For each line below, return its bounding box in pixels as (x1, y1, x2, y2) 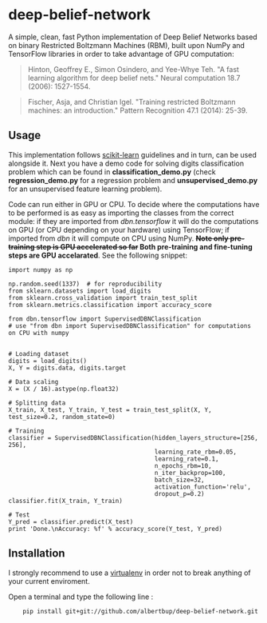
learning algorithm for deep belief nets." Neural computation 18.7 (27, 73, 241, 82)
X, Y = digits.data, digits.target (8, 364, 127, 372)
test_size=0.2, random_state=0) (8, 413, 116, 421)
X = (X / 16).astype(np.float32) (8, 385, 120, 393)
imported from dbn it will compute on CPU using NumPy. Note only (8, 234, 229, 243)
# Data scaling (8, 377, 59, 385)
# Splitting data (8, 398, 66, 407)
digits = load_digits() (8, 357, 88, 365)
